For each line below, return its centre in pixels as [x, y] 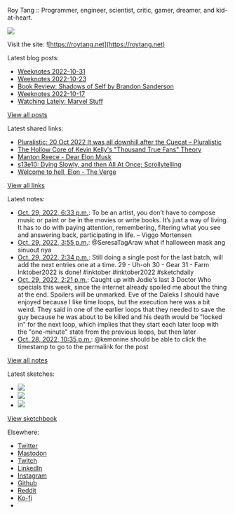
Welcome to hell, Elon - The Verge [67, 172]
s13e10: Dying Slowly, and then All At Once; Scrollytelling [99, 164]
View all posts [27, 115]
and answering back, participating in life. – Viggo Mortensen [104, 235]
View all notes [27, 360]
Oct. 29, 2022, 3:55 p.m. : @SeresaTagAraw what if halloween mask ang [121, 242]
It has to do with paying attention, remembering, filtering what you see [119, 228]
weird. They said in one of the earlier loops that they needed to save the [121, 309]
